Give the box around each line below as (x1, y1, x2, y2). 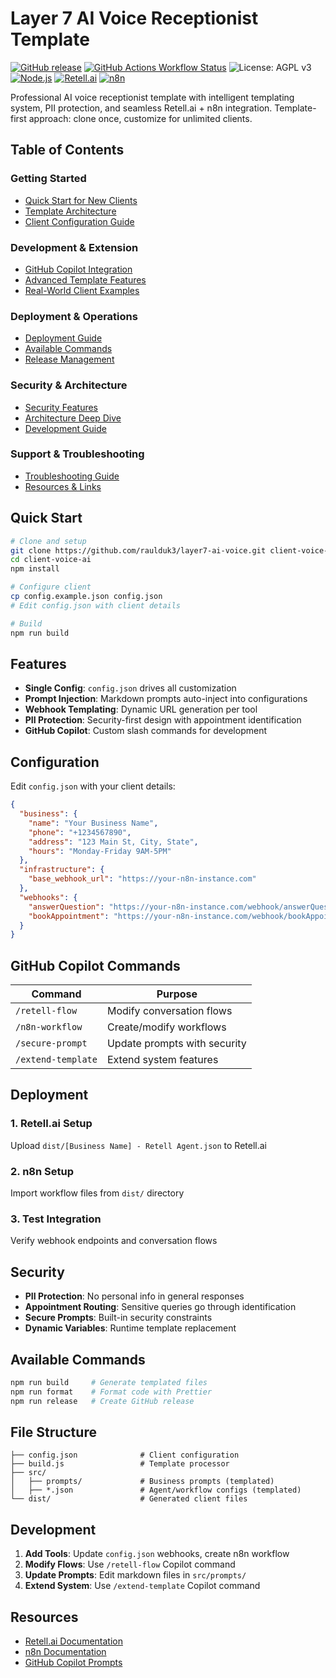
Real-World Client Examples (24, 284, 140, 296)
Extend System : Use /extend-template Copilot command (24, 1580, 261, 1592)
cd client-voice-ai (10, 555, 92, 565)
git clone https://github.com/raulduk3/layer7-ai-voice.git (10, 545, 267, 556)
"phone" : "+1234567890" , (28, 827, 132, 837)
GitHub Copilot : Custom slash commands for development (24, 725, 267, 737)
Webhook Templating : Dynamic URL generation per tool (24, 703, 258, 716)
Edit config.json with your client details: (10, 780, 176, 792)
